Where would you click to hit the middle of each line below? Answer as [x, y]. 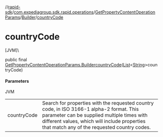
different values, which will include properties [94, 122]
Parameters [17, 81]
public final [16, 60]
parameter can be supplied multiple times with [95, 115]
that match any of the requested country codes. [97, 127]
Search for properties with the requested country [98, 103]
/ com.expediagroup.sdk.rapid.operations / [54, 12]
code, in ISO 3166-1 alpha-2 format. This [90, 109]
